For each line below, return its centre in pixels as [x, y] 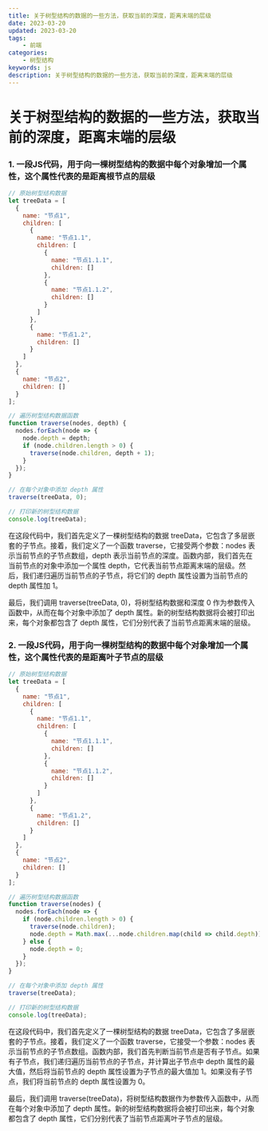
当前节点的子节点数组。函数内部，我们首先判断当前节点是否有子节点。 [130, 1051]
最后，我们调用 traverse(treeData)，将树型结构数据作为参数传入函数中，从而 [134, 1098]
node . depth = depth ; [57, 438]
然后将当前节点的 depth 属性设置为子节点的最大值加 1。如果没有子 [137, 1071]
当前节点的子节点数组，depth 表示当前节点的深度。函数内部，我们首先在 [134, 555]
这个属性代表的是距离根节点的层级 [90, 176]
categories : [28, 53]
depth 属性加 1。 [35, 585]
